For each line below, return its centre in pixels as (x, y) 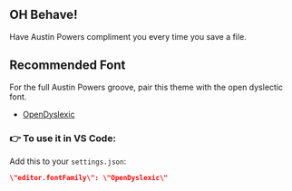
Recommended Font (68, 66)
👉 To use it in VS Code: (63, 138)
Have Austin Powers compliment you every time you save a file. (128, 36)
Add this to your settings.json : (68, 161)
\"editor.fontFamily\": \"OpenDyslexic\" (89, 177)
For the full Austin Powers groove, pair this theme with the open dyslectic (146, 87)
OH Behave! (44, 15)
